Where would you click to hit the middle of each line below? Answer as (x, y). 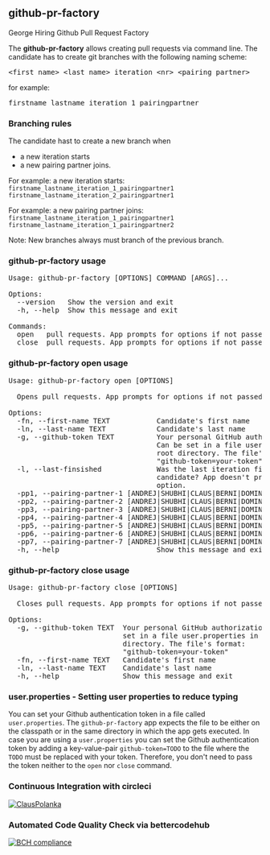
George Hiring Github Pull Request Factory (79, 32)
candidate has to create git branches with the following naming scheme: (128, 56)
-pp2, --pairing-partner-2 (70, 501)
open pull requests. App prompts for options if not (127, 335)
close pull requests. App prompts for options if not (127, 343)
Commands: (27, 326)
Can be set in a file (199, 445)
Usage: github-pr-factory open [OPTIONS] (91, 380)
